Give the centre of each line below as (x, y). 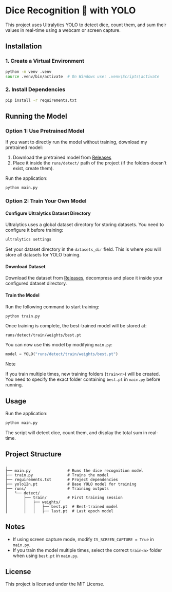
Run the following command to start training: (52, 307)
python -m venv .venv (28, 71)
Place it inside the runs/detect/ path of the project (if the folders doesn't (90, 163)
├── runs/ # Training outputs (57, 488)
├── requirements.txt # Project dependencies (62, 479)
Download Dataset (25, 266)
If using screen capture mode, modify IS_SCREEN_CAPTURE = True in (83, 539)
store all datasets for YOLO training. (43, 255)
